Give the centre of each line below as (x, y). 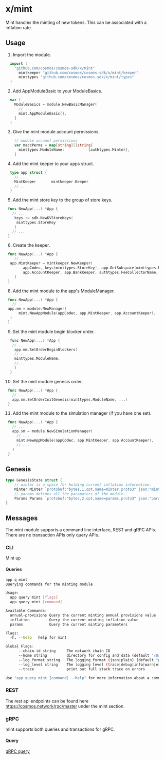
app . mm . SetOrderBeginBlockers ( (46, 350)
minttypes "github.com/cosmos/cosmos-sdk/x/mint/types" (76, 77)
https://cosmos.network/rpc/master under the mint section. (65, 706)
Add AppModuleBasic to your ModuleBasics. (57, 91)
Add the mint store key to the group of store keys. (62, 200)
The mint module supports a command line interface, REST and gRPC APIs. (81, 530)
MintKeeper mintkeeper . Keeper (52, 182)
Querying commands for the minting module (49, 584)
